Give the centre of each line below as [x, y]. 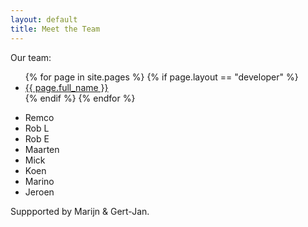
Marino [39, 181]
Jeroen [39, 192]
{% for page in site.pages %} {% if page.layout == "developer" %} [161, 77]
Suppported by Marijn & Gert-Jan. [80, 211]
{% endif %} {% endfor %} [80, 98]
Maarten [42, 149]
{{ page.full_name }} [66, 87]
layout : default [44, 19]
